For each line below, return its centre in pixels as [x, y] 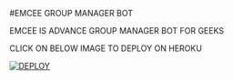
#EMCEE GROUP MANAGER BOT [71, 13]
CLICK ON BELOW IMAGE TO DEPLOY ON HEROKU [106, 48]
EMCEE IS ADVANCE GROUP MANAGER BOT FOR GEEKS [117, 30]
